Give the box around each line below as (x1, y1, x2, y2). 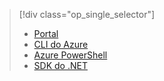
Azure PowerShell (33, 49, 108, 61)
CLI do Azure (33, 39, 89, 50)
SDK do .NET (33, 60, 88, 71)
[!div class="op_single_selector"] (18, 9, 156, 20)
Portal (33, 28, 59, 39)
